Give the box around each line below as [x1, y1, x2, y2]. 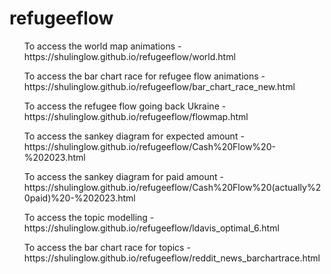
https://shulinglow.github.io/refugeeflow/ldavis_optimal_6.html [23, 222, 280, 234]
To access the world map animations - [23, 40, 182, 52]
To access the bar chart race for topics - [23, 241, 191, 253]
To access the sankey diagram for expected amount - [23, 130, 245, 142]
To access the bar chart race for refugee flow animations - [23, 70, 266, 82]
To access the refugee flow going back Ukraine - [23, 100, 227, 112]
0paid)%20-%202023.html [23, 192, 136, 204]
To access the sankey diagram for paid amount [23, 170, 218, 182]
